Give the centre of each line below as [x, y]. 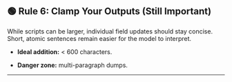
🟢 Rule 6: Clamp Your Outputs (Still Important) [109, 11]
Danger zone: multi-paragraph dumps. [72, 65]
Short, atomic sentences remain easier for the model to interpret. [99, 38]
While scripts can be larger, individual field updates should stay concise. [110, 31]
